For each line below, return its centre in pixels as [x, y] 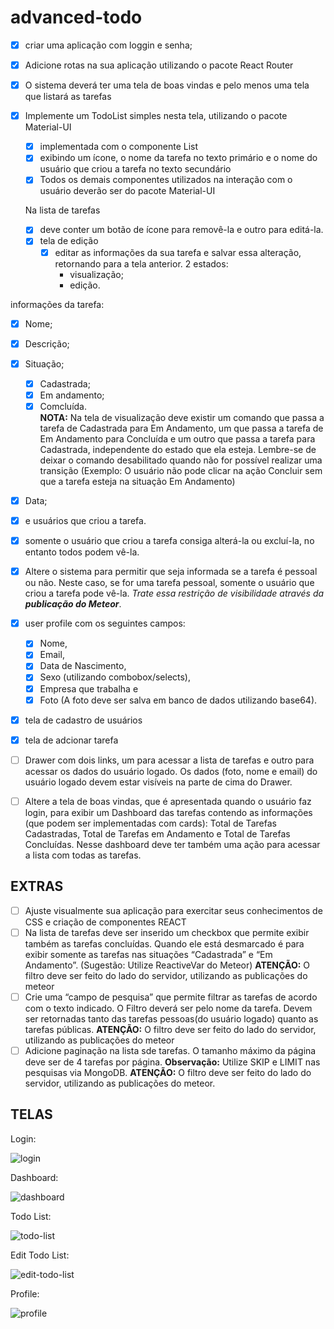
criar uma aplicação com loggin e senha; [108, 45]
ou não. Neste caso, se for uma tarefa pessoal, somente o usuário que [169, 583]
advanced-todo [76, 17]
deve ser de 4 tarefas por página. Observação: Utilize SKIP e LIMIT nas [172, 1062]
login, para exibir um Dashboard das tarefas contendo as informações [168, 812]
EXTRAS [37, 886]
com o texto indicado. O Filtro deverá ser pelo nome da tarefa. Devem [168, 1008]
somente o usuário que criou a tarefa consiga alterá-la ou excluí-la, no [169, 541]
